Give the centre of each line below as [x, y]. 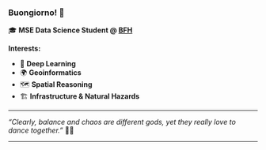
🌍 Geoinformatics [50, 73]
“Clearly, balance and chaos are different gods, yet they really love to [122, 122]
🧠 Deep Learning [48, 64]
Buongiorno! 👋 [36, 13]
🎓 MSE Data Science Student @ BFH [70, 30]
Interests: [25, 49]
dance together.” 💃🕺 [41, 130]
